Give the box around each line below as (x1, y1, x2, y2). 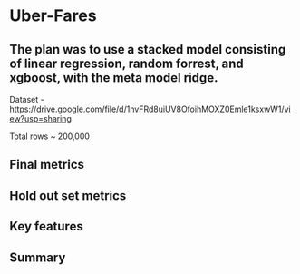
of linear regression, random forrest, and (9, 55, 245, 71)
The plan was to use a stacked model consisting (9, 42, 286, 57)
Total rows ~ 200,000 (9, 131, 91, 142)
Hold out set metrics (9, 188, 127, 203)
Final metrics (9, 157, 84, 172)
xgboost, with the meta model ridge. (9, 70, 218, 85)
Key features (9, 219, 83, 234)
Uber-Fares (9, 5, 97, 26)
